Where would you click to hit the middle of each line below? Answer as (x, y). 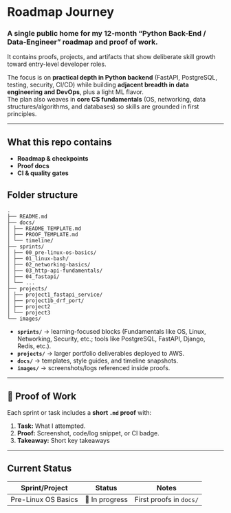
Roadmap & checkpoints (53, 159)
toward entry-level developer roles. (57, 64)
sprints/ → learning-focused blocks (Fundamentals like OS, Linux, (111, 332)
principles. (22, 114)
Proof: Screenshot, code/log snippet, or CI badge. (88, 433)
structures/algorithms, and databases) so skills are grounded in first (103, 106)
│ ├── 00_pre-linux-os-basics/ (52, 253)
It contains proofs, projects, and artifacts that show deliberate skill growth (111, 57)
